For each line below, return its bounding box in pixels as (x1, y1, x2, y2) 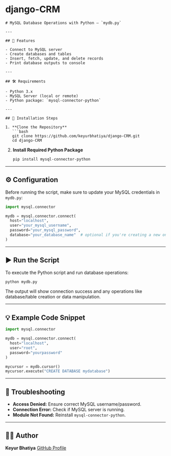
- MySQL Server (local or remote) (5, 93, 79, 99)
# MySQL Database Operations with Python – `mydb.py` (5, 20, 122, 25)
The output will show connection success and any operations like (5, 288, 142, 294)
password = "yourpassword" (10, 350, 63, 355)
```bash (12, 129, 28, 134)
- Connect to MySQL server (5, 47, 63, 52)
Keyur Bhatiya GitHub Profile (5, 445, 67, 451)
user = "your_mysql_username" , (10, 223, 72, 228)
